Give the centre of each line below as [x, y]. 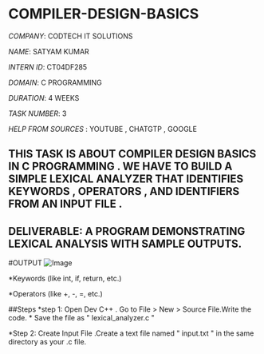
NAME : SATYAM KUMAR [49, 51]
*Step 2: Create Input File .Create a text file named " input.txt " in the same [131, 333]
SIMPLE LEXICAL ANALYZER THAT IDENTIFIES [126, 179]
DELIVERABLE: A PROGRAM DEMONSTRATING [127, 231]
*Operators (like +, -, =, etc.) [56, 294]
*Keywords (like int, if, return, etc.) [65, 278]
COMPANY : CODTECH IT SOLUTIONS [71, 36]
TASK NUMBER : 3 [37, 113]
